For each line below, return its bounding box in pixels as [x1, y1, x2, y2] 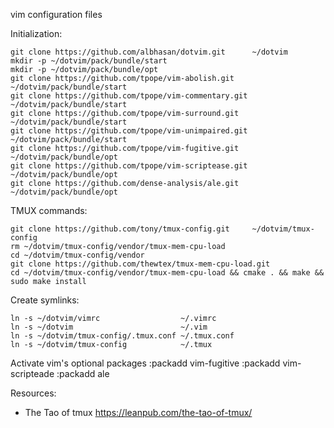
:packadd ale [56, 368, 110, 379]
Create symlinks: [10, 294, 80, 306]
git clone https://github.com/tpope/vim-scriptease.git [10, 161, 248, 171]
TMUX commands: [10, 205, 88, 216]
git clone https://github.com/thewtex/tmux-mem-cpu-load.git [10, 259, 271, 269]
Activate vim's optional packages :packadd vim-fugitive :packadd [10, 357, 281, 369]
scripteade [10, 368, 55, 379]
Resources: [10, 387, 57, 399]
